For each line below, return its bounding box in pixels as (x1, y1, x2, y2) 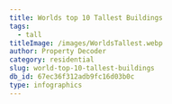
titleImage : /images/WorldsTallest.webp (9, 38, 164, 48)
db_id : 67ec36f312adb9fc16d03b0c (9, 72, 135, 81)
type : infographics (9, 80, 83, 90)
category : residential (9, 55, 95, 64)
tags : (9, 22, 30, 31)
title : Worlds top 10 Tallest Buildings (9, 13, 164, 23)
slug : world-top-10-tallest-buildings (9, 64, 155, 73)
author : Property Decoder (9, 47, 106, 56)
